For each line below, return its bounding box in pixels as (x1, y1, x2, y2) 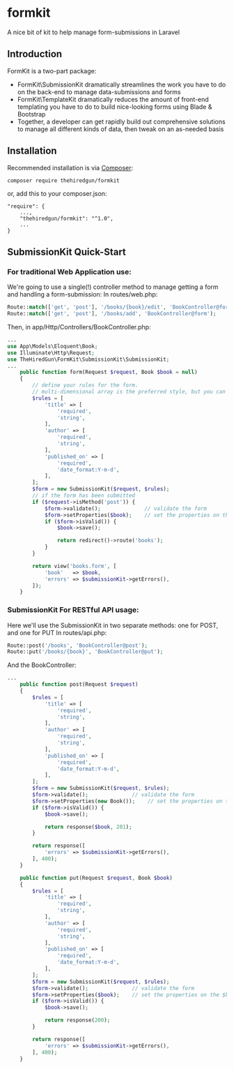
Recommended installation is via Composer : (7, 163, 134, 172)
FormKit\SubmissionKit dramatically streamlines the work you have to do (17, 80, 226, 89)
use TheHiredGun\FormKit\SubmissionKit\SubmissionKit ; (7, 356, 170, 363)
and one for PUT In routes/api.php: (7, 628, 107, 636)
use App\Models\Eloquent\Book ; (7, 343, 98, 350)
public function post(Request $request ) (19, 681, 139, 688)
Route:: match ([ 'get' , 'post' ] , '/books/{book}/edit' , (7, 304, 167, 311)
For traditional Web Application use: (7, 267, 132, 276)
